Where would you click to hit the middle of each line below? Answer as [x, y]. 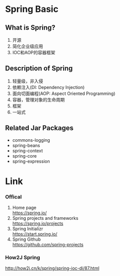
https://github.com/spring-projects [48, 245]
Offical [14, 196]
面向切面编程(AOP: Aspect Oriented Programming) [64, 93]
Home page [24, 208]
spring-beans [26, 145]
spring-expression [31, 161]
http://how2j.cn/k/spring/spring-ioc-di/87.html [52, 268]
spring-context [28, 151]
